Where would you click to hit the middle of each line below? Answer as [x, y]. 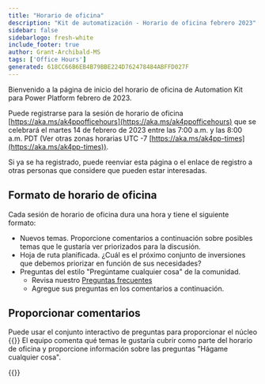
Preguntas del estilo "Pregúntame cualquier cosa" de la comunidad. [130, 271]
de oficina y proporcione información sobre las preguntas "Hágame [118, 349]
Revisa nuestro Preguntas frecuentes [92, 280]
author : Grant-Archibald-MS [55, 52]
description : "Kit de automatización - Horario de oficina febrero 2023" [132, 23]
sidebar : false [33, 30]
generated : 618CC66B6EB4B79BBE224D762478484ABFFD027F [99, 67]
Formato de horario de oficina [83, 196]
